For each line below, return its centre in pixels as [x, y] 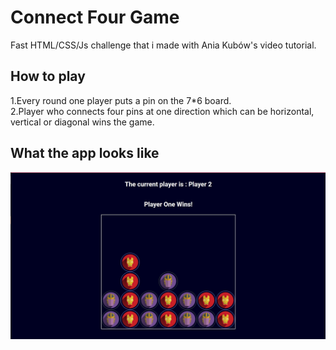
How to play [48, 76]
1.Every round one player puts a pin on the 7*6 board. [121, 100]
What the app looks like [85, 153]
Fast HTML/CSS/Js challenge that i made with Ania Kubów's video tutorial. [163, 45]
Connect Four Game [95, 17]
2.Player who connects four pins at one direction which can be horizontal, [162, 111]
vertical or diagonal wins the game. [82, 122]
